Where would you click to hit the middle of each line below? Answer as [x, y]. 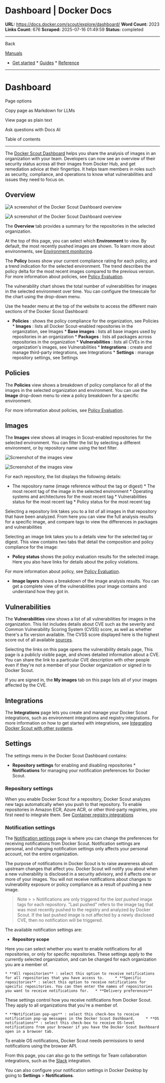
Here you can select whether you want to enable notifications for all [74, 949]
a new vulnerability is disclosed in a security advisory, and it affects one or [81, 874]
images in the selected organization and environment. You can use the [76, 390]
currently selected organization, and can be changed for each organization [81, 959]
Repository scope [31, 940]
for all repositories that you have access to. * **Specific [73, 978]
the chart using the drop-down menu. [43, 296]
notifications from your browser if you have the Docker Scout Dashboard [82, 1027]
